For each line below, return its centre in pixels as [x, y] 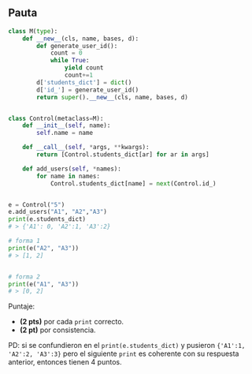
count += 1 [78, 75]
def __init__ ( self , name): [67, 125]
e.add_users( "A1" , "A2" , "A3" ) [58, 212]
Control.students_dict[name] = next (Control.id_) [133, 183]
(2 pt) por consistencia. [57, 330]
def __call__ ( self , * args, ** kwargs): [86, 148]
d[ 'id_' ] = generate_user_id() [88, 90]
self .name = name [65, 133]
